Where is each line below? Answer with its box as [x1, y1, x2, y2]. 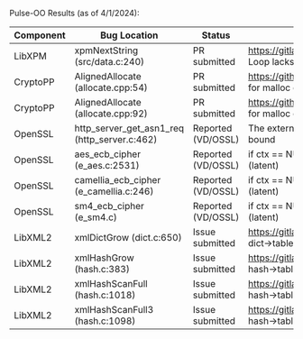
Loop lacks [247, 56, 295, 68]
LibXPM [14, 50, 47, 62]
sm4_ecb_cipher [74, 200, 144, 212]
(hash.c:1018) [74, 289, 136, 301]
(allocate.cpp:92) [74, 107, 149, 120]
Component [14, 29, 66, 41]
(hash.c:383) [74, 263, 131, 275]
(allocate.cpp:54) [74, 81, 149, 94]
